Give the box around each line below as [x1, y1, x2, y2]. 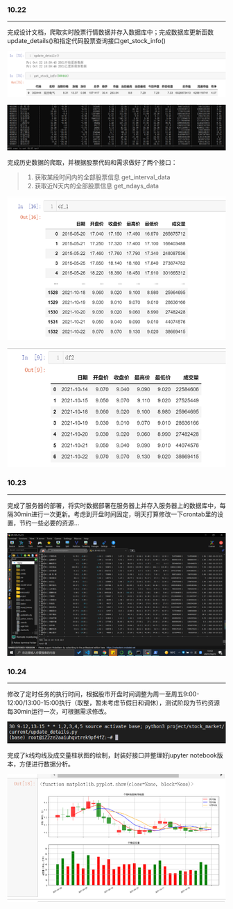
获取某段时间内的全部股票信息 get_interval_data [34, 173, 171, 181]
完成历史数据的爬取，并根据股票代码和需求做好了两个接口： [7, 158, 178, 167]
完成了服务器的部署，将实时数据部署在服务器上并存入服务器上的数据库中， [7, 501, 220, 509]
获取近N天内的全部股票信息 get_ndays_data [34, 182, 159, 190]
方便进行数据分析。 [19, 760, 74, 768]
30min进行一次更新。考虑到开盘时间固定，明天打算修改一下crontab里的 [12, 509, 218, 518]
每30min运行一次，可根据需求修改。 [7, 707, 111, 716]
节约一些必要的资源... [19, 518, 80, 527]
